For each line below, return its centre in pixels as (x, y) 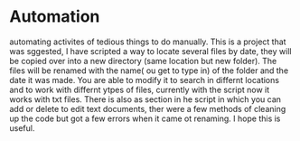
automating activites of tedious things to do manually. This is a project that (148, 42)
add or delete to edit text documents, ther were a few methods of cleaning (148, 108)
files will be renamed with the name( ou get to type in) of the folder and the (149, 70)
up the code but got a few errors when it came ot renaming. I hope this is (145, 118)
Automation (55, 17)
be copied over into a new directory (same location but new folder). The (143, 61)
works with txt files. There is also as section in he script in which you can (145, 99)
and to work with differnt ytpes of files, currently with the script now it (140, 89)
